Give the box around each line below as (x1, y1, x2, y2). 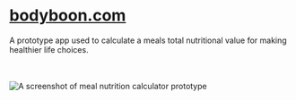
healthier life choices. (9, 44, 89, 54)
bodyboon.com (9, 5, 126, 26)
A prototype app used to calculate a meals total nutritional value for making (9, 35, 287, 46)
